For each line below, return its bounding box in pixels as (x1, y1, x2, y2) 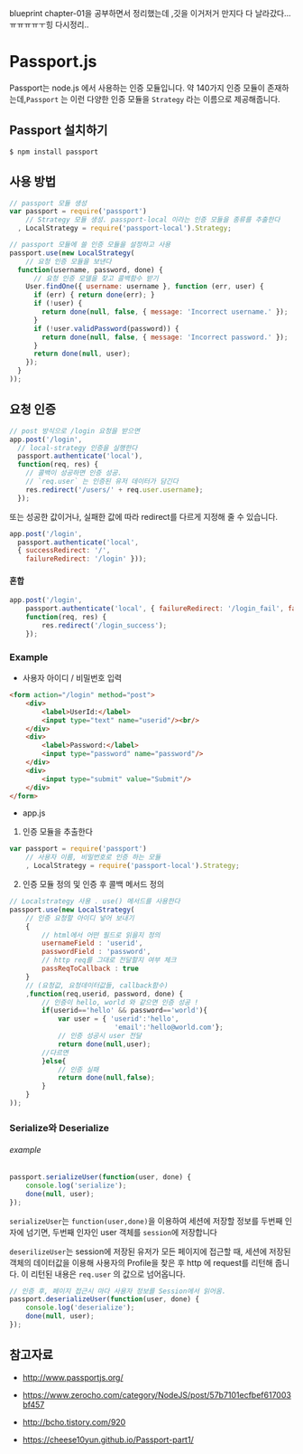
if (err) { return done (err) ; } (32, 290, 155, 300)
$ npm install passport (9, 147, 99, 156)
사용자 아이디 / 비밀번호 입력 (22, 673, 123, 683)
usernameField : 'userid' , (41, 939, 143, 948)
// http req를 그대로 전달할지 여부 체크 (41, 956, 177, 965)
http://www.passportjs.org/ (22, 1372, 124, 1383)
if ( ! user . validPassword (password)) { (32, 324, 179, 333)
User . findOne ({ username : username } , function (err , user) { (25, 282, 264, 291)
